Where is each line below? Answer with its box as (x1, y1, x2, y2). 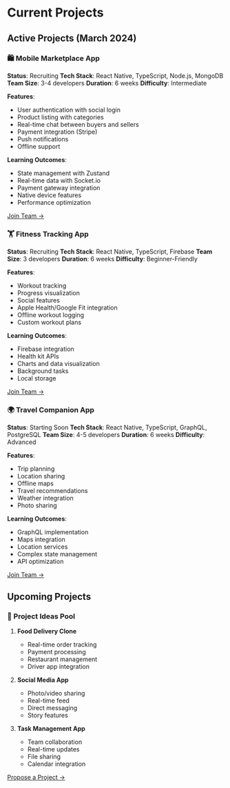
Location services (17, 543, 68, 551)
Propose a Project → (7, 774, 65, 782)
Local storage (17, 374, 56, 383)
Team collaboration (27, 738, 83, 746)
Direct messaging (27, 704, 78, 712)
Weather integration (17, 494, 74, 503)
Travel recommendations (17, 487, 88, 495)
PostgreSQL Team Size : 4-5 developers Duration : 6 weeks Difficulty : (7, 431, 205, 439)
